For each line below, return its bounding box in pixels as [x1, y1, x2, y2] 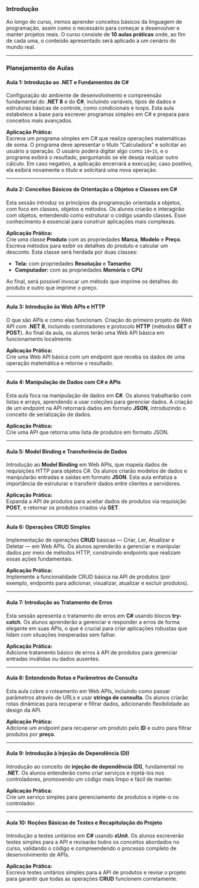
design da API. [6, 706, 42, 713]
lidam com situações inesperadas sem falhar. [6, 631, 117, 638]
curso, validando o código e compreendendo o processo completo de [6, 845, 176, 852]
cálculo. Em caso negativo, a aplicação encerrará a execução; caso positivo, [6, 160, 193, 168]
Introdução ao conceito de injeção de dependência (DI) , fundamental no [6, 763, 184, 770]
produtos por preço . [6, 730, 56, 738]
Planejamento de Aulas [6, 64, 74, 73]
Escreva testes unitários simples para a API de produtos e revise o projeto [6, 869, 187, 876]
